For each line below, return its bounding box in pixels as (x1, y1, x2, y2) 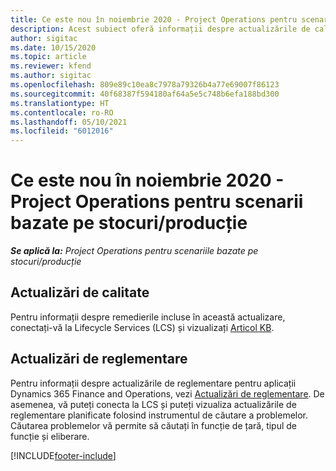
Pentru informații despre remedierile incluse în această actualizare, (10, 311, 286, 323)
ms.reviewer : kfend (10, 61, 92, 71)
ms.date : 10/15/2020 (10, 42, 97, 53)
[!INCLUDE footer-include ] (10, 449, 117, 461)
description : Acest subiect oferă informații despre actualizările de (10, 24, 311, 34)
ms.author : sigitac (10, 71, 92, 81)
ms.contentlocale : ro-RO (10, 107, 114, 118)
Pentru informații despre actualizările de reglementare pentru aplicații (10, 377, 297, 389)
